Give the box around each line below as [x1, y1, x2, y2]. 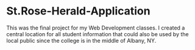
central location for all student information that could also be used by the [6, 30, 189, 37]
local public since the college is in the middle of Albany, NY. [6, 37, 157, 44]
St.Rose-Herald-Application [6, 4, 151, 18]
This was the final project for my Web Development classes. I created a [6, 24, 185, 31]
